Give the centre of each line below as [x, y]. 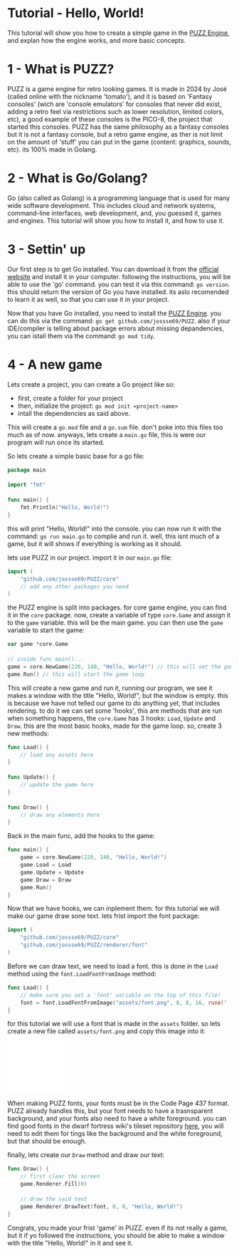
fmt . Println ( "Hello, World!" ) [65, 508]
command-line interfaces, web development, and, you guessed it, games [115, 213]
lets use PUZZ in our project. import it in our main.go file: [90, 558]
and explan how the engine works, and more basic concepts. [97, 40]
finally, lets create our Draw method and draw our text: [86, 1155]
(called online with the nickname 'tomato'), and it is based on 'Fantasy [110, 96]
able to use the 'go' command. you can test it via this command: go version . [119, 284]
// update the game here [57, 785]
